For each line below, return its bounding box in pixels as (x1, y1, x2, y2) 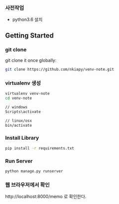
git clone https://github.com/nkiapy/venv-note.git (5, 67, 114, 72)
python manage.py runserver (5, 168, 63, 174)
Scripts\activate (5, 109, 41, 114)
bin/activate (5, 123, 32, 128)
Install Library (5, 135, 39, 142)
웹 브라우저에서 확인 (5, 181, 50, 188)
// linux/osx (5, 118, 32, 123)
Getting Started (5, 31, 54, 40)
